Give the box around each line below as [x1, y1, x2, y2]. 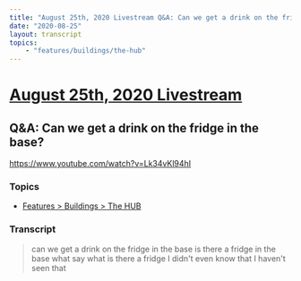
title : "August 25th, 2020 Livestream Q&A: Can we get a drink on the [9, 13, 279, 22]
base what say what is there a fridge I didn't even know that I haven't [30, 252, 287, 264]
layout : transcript [9, 30, 82, 38]
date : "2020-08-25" [9, 21, 82, 30]
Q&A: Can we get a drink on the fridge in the [9, 120, 260, 135]
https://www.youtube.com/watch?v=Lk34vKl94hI [9, 158, 192, 169]
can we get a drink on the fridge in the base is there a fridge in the [30, 243, 276, 254]
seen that [30, 262, 67, 273]
